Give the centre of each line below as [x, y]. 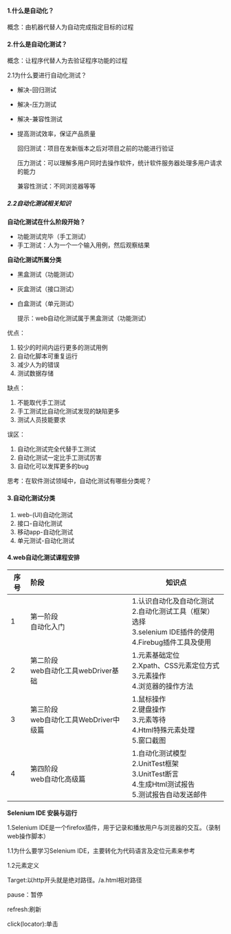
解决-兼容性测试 [40, 119]
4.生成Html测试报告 [163, 784]
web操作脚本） [28, 836]
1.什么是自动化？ [31, 10]
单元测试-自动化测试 [46, 540]
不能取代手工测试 [41, 403]
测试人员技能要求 [41, 420]
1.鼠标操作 [149, 699]
